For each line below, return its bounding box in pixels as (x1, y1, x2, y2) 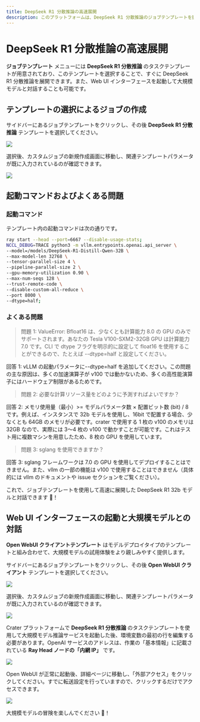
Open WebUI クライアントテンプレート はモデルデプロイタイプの (6, 541, 165, 548)
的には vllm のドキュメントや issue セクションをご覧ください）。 (6, 473, 163, 481)
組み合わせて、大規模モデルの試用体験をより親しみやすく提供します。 (16, 548, 188, 556)
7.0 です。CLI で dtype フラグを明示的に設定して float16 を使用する (20, 342, 185, 350)
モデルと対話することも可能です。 (6, 85, 89, 93)
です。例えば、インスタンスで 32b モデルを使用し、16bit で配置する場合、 (6, 411, 187, 418)
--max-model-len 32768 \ (6, 253, 68, 259)
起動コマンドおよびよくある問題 (6, 191, 124, 201)
